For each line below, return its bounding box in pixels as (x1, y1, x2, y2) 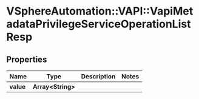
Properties (6, 54, 47, 64)
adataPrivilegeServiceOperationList (6, 17, 191, 31)
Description (81, 72, 116, 80)
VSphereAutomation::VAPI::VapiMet (6, 4, 194, 18)
